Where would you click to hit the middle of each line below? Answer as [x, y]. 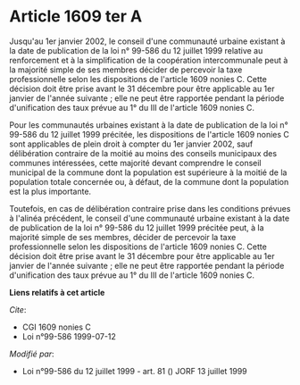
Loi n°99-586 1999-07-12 [69, 336]
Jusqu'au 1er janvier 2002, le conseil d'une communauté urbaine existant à [147, 41]
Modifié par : [32, 354]
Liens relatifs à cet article [57, 292]
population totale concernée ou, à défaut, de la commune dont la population [149, 181]
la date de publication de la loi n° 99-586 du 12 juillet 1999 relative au [136, 50]
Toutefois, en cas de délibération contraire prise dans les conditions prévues [150, 208]
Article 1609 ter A [76, 17]
